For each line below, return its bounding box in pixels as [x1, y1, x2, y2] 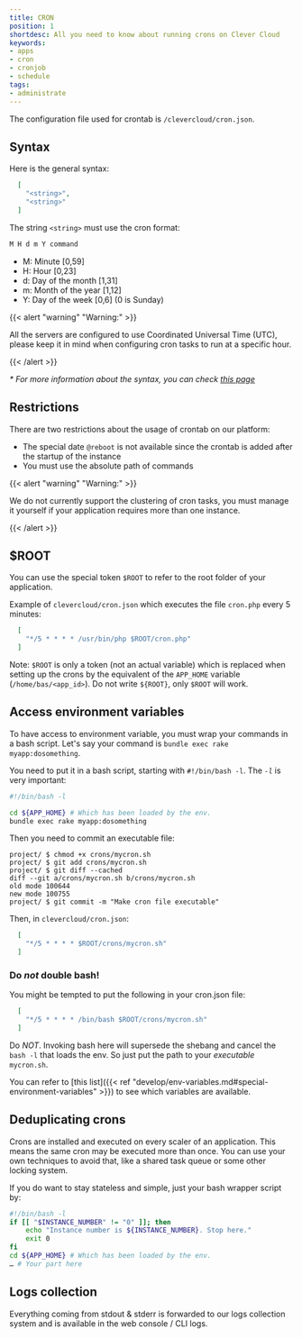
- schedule [9, 72, 50, 81]
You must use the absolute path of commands [22, 460, 194, 471]
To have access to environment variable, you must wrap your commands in [9, 728, 288, 739]
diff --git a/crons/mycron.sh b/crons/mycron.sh [9, 874, 196, 883]
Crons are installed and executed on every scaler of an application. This [9, 1136, 277, 1147]
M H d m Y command [9, 240, 78, 249]
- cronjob [9, 64, 47, 73]
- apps [9, 47, 34, 56]
